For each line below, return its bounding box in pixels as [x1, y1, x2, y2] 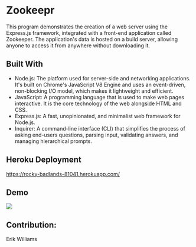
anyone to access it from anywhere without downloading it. [6, 42, 151, 49]
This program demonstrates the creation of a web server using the [6, 23, 168, 30]
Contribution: [6, 220, 57, 230]
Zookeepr [6, 4, 55, 17]
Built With [6, 59, 43, 69]
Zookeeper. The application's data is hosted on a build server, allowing [6, 35, 178, 43]
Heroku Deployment [6, 155, 81, 165]
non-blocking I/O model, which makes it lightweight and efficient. [14, 87, 174, 95]
